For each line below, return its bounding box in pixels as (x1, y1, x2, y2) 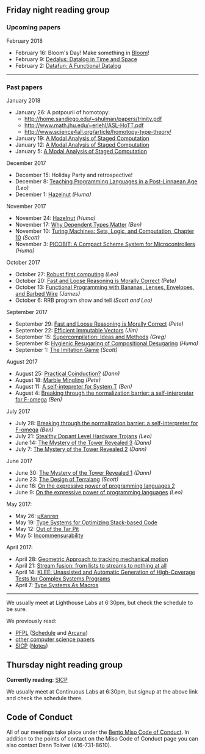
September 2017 (6, 308, 48, 315)
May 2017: (6, 500, 32, 508)
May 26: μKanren (15, 512, 59, 519)
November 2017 (6, 202, 46, 210)
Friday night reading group (6, 5, 110, 15)
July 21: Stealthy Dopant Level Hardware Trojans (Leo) (15, 432, 153, 439)
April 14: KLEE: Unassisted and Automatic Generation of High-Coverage (15, 568, 196, 576)
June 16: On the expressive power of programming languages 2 (15, 482, 175, 489)
